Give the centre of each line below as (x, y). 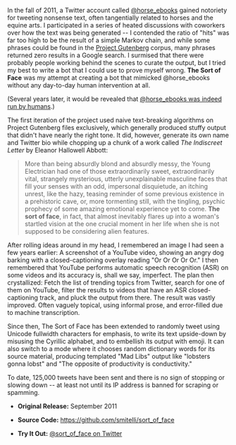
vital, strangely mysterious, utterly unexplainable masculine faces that (126, 179)
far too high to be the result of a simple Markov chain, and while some (109, 40)
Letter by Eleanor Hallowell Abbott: (57, 150)
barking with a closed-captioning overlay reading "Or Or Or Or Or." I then (113, 260)
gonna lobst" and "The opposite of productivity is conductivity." (100, 364)
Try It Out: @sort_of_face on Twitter (70, 433)
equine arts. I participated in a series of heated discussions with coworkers (116, 25)
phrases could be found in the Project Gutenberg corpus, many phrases (112, 48)
